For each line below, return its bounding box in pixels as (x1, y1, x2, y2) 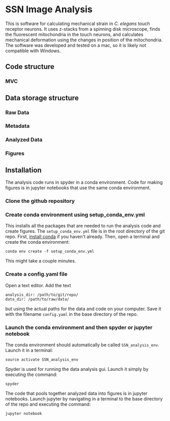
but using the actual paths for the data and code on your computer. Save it (5, 306, 161, 312)
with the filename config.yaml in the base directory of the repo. (5, 311, 138, 317)
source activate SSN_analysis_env (5, 357, 79, 362)
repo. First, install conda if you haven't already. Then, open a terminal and (5, 233, 160, 240)
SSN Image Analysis (5, 4, 93, 15)
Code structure (5, 62, 54, 71)
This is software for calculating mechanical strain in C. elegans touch (5, 20, 150, 27)
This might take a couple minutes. (5, 258, 76, 264)
